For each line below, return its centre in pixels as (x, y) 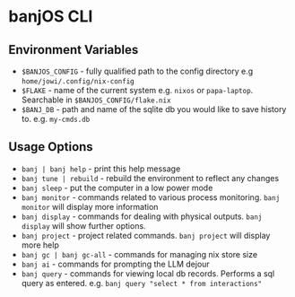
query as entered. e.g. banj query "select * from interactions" (142, 283)
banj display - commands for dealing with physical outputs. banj (142, 216)
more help (40, 245)
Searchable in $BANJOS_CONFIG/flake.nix (96, 100)
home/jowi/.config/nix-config (78, 82)
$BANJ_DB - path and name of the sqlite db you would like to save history (154, 109)
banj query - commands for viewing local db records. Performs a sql (148, 273)
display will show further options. (83, 225)
